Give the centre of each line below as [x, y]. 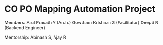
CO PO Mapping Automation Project [80, 9]
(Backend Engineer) [25, 27]
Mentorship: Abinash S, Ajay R [35, 37]
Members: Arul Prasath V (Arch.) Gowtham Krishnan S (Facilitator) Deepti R [81, 22]
